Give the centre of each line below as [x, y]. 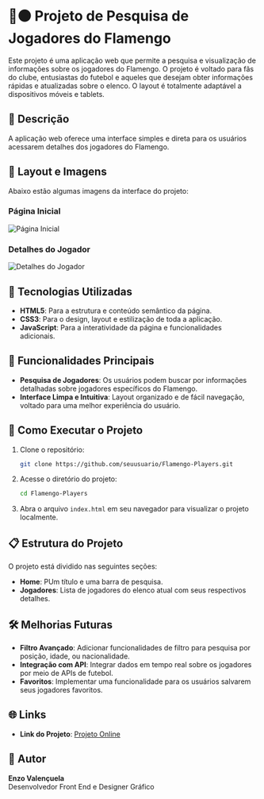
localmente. [39, 517]
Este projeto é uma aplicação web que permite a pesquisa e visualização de [132, 60]
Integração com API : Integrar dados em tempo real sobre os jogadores [136, 664]
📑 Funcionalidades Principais [81, 361]
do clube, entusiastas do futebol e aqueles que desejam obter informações [131, 77]
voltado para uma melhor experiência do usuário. [100, 405]
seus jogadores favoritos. [61, 689]
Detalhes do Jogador [50, 249]
